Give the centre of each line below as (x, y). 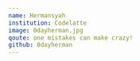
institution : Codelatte (48, 23)
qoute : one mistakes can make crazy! (71, 38)
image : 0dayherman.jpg (46, 30)
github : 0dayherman (41, 45)
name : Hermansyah (37, 15)
